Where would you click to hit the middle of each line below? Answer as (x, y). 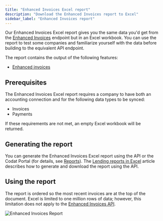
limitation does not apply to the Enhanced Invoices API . (61, 204)
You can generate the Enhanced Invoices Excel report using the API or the (79, 156)
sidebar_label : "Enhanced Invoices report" (50, 19)
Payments (22, 114)
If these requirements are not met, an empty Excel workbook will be (73, 124)
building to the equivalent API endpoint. (45, 48)
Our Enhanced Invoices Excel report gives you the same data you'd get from (82, 33)
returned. (14, 129)
